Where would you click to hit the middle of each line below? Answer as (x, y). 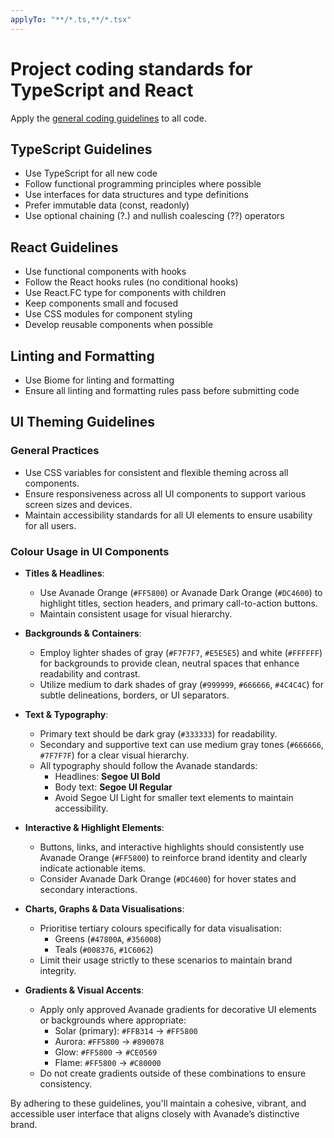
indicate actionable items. (92, 868)
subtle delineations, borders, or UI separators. (134, 695)
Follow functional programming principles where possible (143, 184)
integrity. (58, 970)
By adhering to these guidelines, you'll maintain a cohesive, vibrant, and (158, 1103)
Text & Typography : (66, 714)
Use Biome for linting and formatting (99, 380)
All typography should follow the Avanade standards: (148, 765)
